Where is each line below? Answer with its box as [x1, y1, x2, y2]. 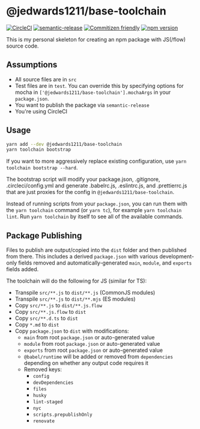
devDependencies [32, 380, 74, 386]
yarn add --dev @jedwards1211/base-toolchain [6, 141, 122, 147]
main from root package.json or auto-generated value [23, 334, 155, 341]
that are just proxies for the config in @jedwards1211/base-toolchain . [6, 189, 175, 196]
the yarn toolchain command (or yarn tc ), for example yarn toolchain [6, 207, 182, 214]
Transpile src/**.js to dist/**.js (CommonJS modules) [14, 289, 156, 296]
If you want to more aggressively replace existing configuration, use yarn [6, 158, 187, 165]
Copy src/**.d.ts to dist [14, 315, 78, 322]
